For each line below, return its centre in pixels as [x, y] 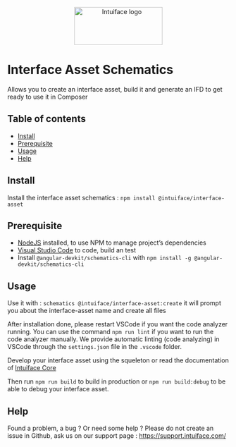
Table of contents [46, 119]
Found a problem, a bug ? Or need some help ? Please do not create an [111, 428]
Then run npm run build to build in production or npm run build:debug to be [117, 381]
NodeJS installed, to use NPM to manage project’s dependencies [112, 243]
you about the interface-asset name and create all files [87, 311]
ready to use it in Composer [48, 97]
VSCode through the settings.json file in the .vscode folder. [94, 347]
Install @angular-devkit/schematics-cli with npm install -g [104, 258]
